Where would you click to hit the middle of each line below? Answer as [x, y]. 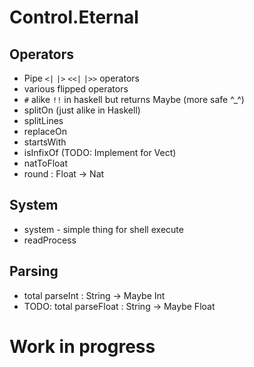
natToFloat [46, 163]
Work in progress [82, 346]
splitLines [43, 120]
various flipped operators [76, 89]
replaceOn [45, 131]
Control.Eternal [74, 17]
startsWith [45, 142]
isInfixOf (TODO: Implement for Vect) [100, 152]
